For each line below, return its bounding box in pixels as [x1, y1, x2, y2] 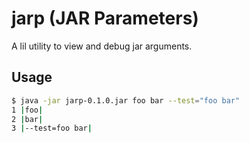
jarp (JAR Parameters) [11, 7, 199, 30]
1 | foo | [11, 105, 44, 115]
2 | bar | [11, 114, 44, 124]
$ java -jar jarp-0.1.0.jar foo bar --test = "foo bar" [11, 95, 241, 106]
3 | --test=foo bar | [11, 123, 93, 134]
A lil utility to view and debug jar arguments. [11, 40, 193, 52]
